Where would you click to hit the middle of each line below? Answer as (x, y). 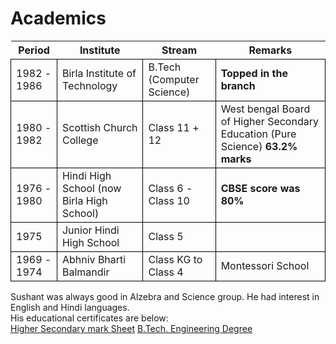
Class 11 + (174, 127)
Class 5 (166, 236)
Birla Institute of (99, 73)
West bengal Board (265, 109)
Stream (179, 50)
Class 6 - (170, 188)
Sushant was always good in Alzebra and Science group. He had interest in (165, 296)
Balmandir (85, 272)
